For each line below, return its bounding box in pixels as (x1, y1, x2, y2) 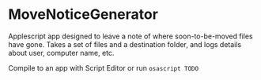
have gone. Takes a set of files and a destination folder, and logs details (8, 39, 242, 49)
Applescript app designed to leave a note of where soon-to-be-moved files (8, 31, 253, 41)
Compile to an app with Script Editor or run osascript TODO (8, 63, 199, 72)
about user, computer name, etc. (8, 48, 115, 57)
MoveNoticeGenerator (8, 5, 158, 24)
